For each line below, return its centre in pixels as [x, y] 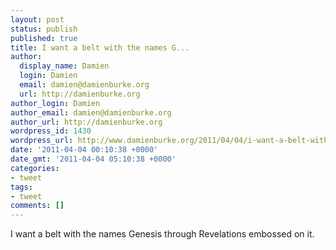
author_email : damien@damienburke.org [91, 112]
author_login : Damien [55, 103]
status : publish [44, 29]
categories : [35, 168]
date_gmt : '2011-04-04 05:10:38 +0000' [93, 159]
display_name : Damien [64, 66]
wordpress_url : [42, 141]
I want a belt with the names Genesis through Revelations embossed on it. [162, 234]
